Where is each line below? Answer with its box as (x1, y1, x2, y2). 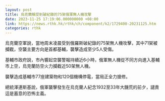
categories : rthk (5, 26, 41, 31)
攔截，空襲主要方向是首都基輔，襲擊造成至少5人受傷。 (5, 46, 116, 52)
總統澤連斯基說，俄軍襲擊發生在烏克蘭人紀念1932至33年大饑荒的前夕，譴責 (5, 84, 160, 90)
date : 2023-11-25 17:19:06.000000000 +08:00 (5, 16, 99, 21)
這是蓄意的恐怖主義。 (5, 91, 49, 97)
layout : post (5, 7, 32, 12)
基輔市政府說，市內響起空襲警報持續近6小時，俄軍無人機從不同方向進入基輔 (5, 57, 160, 63)
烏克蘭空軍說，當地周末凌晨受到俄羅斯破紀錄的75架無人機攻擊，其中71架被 (5, 40, 158, 46)
